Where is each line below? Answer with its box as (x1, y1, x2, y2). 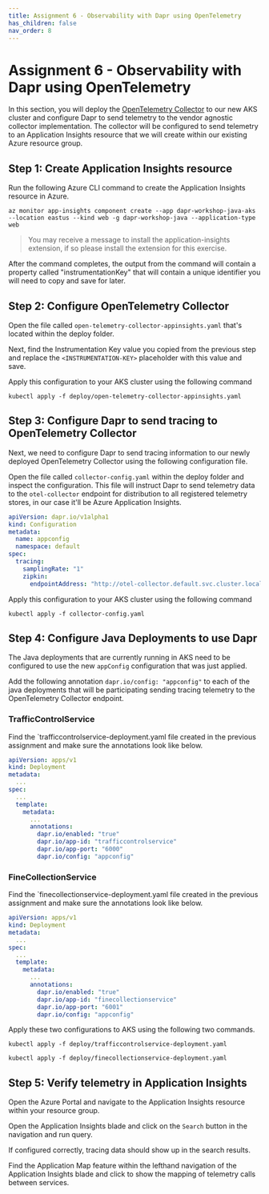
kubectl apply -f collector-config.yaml (8, 610, 146, 618)
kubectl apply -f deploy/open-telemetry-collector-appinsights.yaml (8, 392, 242, 400)
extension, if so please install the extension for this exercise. (27, 243, 227, 253)
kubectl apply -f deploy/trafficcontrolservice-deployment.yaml (8, 1040, 227, 1048)
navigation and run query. (8, 1130, 94, 1140)
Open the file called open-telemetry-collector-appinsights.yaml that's (8, 320, 243, 330)
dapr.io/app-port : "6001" (37, 1003, 124, 1011)
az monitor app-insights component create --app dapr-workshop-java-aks (8, 207, 256, 215)
